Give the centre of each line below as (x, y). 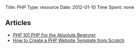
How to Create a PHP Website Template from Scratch (68, 40)
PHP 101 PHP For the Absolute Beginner (54, 35)
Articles (18, 23)
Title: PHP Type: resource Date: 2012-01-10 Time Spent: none (70, 7)
